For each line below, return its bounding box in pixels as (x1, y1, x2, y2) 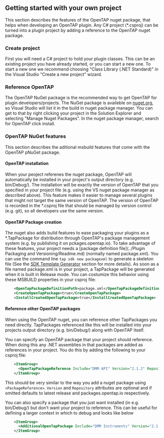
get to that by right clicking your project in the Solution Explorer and (5, 110, 142, 116)
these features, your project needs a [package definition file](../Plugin (5, 246, 145, 252)
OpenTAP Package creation (5, 219, 62, 225)
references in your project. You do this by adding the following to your (5, 347, 146, 353)
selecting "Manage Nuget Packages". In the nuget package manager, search (5, 115, 159, 121)
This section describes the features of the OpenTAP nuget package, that (5, 17, 150, 23)
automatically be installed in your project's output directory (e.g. (5, 176, 134, 183)
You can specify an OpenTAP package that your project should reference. (5, 336, 153, 342)
